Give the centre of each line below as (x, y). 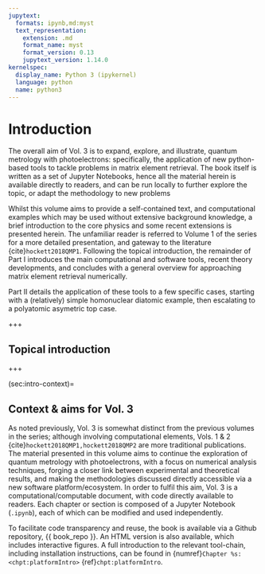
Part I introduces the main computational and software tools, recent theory (131, 260)
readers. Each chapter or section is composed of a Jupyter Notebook (122, 504)
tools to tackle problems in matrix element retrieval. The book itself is (144, 168)
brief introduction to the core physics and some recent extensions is (120, 226)
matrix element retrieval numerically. (68, 276)
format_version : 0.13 (58, 53)
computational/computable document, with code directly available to (121, 495)
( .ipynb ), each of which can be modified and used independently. (116, 512)
